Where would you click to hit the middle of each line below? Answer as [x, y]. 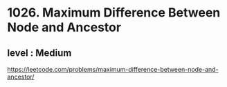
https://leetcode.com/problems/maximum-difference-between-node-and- [113, 69]
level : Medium [39, 53]
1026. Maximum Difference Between [114, 13]
